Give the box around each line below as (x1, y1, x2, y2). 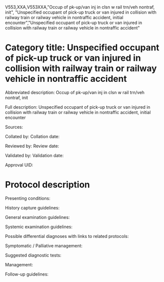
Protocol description (5, 179, 90, 190)
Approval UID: (5, 162, 33, 168)
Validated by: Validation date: (5, 152, 64, 158)
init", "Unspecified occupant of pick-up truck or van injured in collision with (5, 9, 157, 15)
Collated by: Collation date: (5, 133, 60, 139)
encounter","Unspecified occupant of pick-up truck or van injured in (5, 20, 142, 25)
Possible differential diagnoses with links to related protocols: (5, 233, 129, 239)
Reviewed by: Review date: (5, 143, 60, 149)
